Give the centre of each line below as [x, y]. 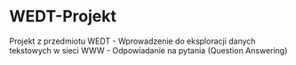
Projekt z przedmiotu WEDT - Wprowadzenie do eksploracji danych [132, 41]
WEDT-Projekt [63, 16]
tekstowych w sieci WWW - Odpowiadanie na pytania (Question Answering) [148, 50]
